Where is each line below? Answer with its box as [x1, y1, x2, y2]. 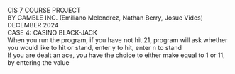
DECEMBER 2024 [7, 21, 59, 29]
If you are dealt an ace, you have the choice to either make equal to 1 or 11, [7, 51, 225, 59]
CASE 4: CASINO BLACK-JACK [7, 28, 98, 37]
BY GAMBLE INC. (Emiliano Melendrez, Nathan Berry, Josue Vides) [7, 13, 204, 22]
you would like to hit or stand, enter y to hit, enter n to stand [7, 44, 182, 51]
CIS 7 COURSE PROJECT [7, 6, 81, 14]
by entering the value [7, 58, 70, 66]
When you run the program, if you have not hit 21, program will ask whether [7, 36, 228, 44]
